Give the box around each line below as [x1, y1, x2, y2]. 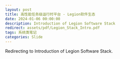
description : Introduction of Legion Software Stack [5, 21, 116, 26]
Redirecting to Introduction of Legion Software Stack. [5, 48, 113, 54]
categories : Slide [5, 35, 43, 40]
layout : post [5, 7, 32, 12]
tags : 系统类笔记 [5, 30, 37, 35]
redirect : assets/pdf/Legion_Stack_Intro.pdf [5, 26, 100, 30]
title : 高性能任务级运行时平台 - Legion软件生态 [5, 12, 95, 17]
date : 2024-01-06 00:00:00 [5, 16, 60, 21]
